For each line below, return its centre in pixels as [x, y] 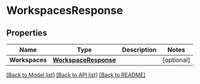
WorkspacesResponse [65, 11]
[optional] [176, 60]
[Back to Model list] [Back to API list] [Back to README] [76, 75]
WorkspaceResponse [84, 60]
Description [139, 50]
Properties [27, 33]
